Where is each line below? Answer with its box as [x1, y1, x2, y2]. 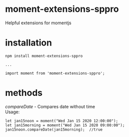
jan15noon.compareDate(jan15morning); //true [5, 127, 103, 132]
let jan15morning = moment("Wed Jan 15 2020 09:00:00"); [5, 123, 125, 128]
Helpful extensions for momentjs [5, 20, 72, 26]
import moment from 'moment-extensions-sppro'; [5, 71, 105, 76]
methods [5, 88, 43, 98]
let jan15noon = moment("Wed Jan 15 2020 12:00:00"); [5, 118, 119, 123]
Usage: [5, 109, 20, 115]
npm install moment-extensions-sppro [5, 53, 83, 58]
